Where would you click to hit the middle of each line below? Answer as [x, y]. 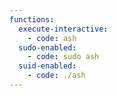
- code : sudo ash [63, 57]
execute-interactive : [63, 29]
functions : [32, 19]
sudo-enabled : [47, 47]
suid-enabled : [47, 66]
